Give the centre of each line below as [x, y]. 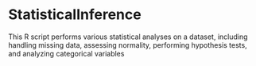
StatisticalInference [75, 15]
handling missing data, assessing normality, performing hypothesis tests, [128, 45]
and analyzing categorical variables [66, 53]
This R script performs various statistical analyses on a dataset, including [128, 37]
